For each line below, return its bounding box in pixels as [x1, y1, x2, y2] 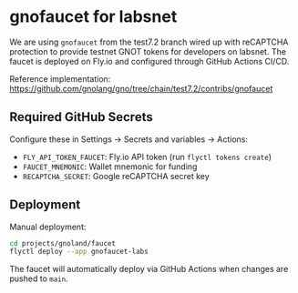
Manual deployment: [9, 221, 87, 232]
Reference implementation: [9, 73, 111, 84]
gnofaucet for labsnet [9, 6, 178, 27]
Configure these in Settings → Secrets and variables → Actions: [9, 134, 249, 145]
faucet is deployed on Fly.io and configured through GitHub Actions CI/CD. [9, 56, 290, 66]
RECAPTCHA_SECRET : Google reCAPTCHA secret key [22, 170, 210, 181]
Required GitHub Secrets [9, 109, 153, 125]
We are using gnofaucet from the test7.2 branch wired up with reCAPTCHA [9, 36, 289, 47]
